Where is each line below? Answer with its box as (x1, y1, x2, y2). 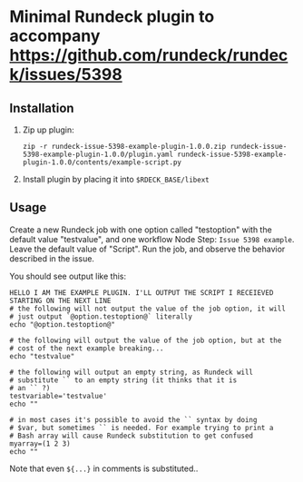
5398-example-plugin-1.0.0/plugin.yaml (22, 150, 174, 159)
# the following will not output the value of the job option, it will (9, 304, 286, 313)
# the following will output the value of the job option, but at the (9, 336, 282, 345)
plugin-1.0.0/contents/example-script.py (22, 158, 181, 167)
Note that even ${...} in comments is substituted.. (9, 463, 199, 474)
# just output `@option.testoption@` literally (9, 311, 193, 321)
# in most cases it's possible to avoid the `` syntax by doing (9, 415, 258, 424)
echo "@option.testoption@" (9, 320, 116, 329)
